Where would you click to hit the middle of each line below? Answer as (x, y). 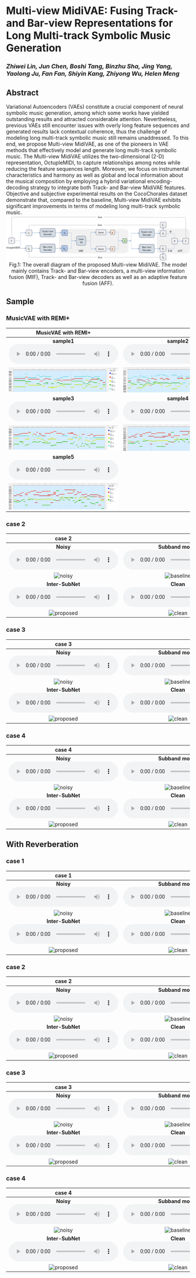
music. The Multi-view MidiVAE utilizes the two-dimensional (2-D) (85, 156)
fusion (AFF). (98, 283)
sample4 (178, 398)
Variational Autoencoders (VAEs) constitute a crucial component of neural (95, 106)
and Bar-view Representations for (90, 23)
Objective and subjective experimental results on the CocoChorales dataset (97, 194)
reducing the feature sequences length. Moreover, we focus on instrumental (97, 168)
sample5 (63, 457)
